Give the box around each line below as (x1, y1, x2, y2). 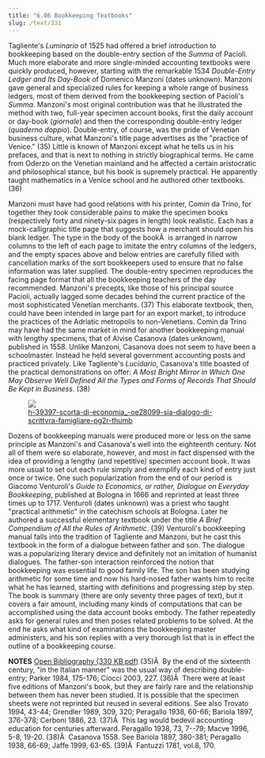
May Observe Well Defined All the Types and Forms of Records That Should (8, 375, 256, 385)
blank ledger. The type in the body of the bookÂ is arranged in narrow (8, 233, 238, 242)
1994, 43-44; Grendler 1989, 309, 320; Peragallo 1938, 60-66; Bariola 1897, (8, 707, 254, 716)
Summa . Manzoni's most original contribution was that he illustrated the (8, 100, 243, 109)
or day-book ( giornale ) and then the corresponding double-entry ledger (8, 116, 243, 126)
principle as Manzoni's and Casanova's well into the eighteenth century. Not (8, 439, 256, 449)
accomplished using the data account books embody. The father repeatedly (8, 607, 256, 617)
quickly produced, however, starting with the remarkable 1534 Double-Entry (8, 66, 256, 75)
